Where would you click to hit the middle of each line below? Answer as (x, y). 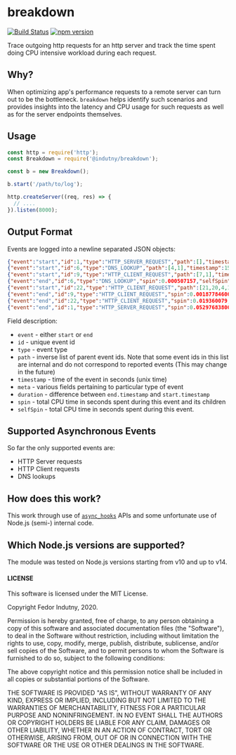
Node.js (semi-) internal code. (51, 523)
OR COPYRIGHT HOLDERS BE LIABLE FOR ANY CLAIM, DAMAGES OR (109, 723)
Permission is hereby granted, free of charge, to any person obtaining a (111, 621)
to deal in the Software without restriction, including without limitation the (113, 636)
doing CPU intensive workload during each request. (82, 53)
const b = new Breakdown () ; (48, 172)
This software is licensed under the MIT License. (78, 593)
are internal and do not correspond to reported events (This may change (122, 364)
